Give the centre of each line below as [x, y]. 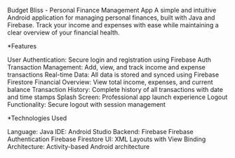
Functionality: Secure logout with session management [87, 104]
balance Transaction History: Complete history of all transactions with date [115, 90]
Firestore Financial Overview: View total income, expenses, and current [110, 82]
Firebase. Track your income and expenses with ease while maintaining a [113, 25]
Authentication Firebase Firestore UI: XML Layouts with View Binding [107, 139]
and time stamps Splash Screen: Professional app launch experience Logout [117, 97]
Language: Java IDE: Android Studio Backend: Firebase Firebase [101, 132]
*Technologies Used [37, 118]
